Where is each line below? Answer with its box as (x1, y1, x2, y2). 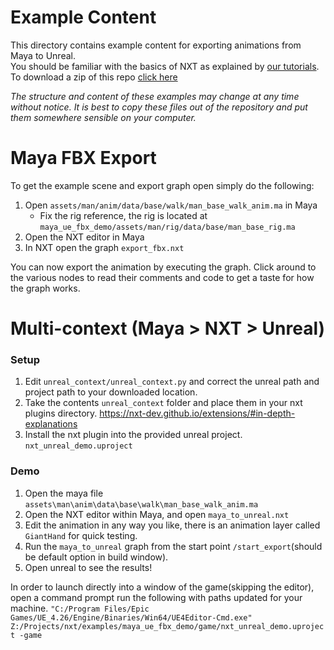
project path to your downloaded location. (24, 386, 198, 398)
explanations (24, 418, 78, 430)
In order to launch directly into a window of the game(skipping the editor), (10, 581, 315, 593)
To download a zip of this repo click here (10, 71, 178, 83)
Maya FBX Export (10, 147, 157, 170)
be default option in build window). (24, 551, 169, 563)
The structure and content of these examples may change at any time (10, 90, 300, 102)
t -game (10, 630, 43, 640)
